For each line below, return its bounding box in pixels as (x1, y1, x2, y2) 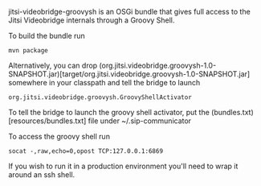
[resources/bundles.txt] (8, 116, 87, 126)
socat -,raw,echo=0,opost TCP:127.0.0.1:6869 (8, 147, 163, 155)
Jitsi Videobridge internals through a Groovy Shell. (8, 15, 175, 25)
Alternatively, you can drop (8, 60, 98, 70)
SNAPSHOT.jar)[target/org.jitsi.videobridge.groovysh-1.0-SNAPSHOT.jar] (8, 69, 251, 79)
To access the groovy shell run (8, 132, 111, 141)
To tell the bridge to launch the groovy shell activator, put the (8, 108, 210, 117)
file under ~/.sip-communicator (88, 116, 191, 126)
